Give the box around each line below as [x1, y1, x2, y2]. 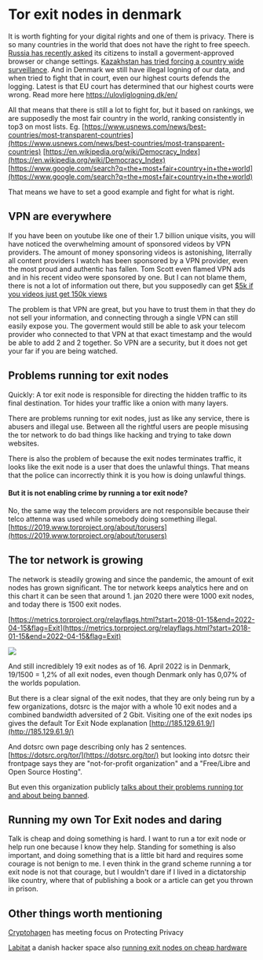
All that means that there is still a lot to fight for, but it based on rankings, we [8, 104, 254, 115]
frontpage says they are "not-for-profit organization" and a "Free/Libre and [8, 758, 251, 768]
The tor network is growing [8, 554, 144, 567]
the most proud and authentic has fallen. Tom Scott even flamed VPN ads [8, 264, 246, 273]
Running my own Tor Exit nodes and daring [8, 813, 222, 826]
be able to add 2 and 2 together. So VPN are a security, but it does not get [8, 338, 248, 347]
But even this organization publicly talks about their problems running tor [8, 782, 243, 791]
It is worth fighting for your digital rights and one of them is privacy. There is [8, 31, 254, 41]
